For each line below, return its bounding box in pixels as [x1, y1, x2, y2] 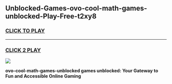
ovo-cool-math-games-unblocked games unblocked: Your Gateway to [5, 67, 159, 73]
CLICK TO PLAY [5, 27, 45, 35]
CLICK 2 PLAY [5, 46, 41, 53]
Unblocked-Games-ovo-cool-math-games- [5, 4, 147, 13]
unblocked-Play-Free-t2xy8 [5, 12, 97, 21]
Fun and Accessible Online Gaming [5, 73, 81, 79]
